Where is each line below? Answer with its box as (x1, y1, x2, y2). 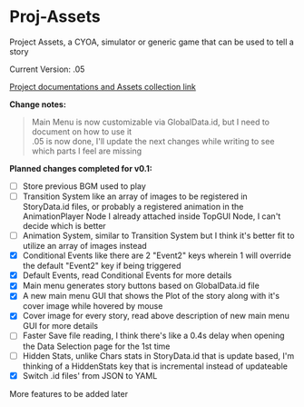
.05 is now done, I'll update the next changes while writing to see (31, 135, 275, 146)
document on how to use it (31, 125, 132, 137)
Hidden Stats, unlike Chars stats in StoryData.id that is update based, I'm (22, 350, 295, 361)
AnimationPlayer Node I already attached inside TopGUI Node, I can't (22, 211, 281, 222)
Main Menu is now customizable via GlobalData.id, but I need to (31, 116, 270, 127)
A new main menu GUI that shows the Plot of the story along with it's (22, 291, 279, 302)
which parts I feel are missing (31, 145, 142, 156)
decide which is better (22, 221, 106, 232)
